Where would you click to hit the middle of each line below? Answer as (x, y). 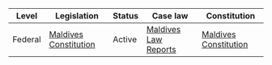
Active (125, 39)
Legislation (77, 16)
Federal (27, 39)
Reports (161, 49)
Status (126, 16)
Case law (170, 16)
